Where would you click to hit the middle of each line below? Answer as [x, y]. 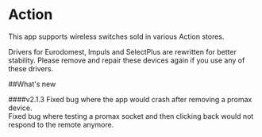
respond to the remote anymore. [61, 124]
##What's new [32, 84]
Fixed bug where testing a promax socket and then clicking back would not [131, 116]
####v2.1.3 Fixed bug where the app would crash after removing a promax [130, 99]
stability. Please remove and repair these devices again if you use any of [127, 60]
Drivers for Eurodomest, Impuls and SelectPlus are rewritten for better [122, 51]
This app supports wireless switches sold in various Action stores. [116, 36]
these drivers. [31, 68]
